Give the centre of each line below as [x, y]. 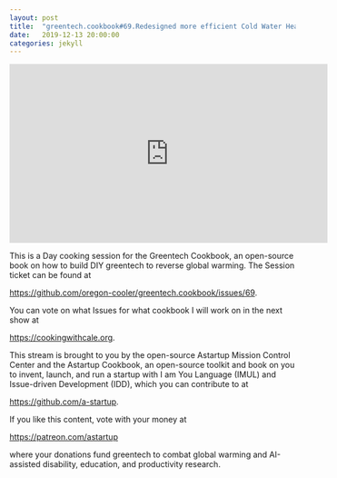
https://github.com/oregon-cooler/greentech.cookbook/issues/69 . [134, 293]
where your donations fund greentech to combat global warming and [139, 454]
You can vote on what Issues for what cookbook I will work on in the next [146, 311]
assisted [25, 464]
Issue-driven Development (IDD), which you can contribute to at [129, 384]
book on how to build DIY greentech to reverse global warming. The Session [152, 265]
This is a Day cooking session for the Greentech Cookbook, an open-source [152, 256]
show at [24, 320]
